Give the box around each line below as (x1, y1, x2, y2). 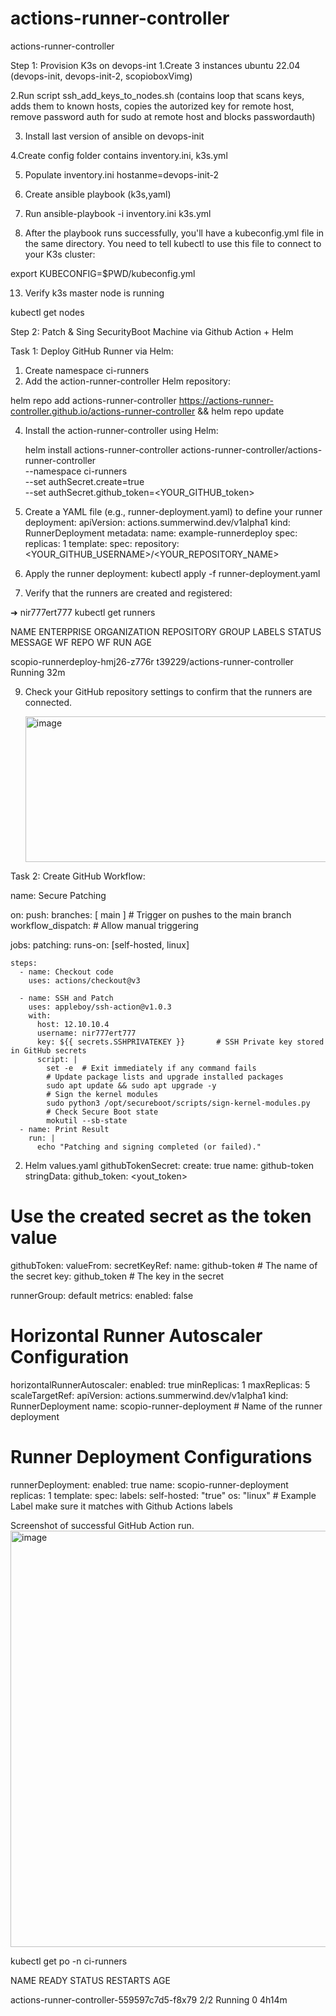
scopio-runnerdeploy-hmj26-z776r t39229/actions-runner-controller (10, 655, 294, 667)
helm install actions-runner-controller (24, 443, 179, 456)
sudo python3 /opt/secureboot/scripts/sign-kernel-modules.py (46, 1098, 311, 1108)
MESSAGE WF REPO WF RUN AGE (10, 636, 152, 648)
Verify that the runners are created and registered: (24, 587, 233, 599)
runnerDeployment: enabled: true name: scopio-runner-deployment (10, 1478, 289, 1491)
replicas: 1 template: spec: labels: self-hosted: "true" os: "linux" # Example (10, 1489, 317, 1501)
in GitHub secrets (10, 1045, 87, 1056)
